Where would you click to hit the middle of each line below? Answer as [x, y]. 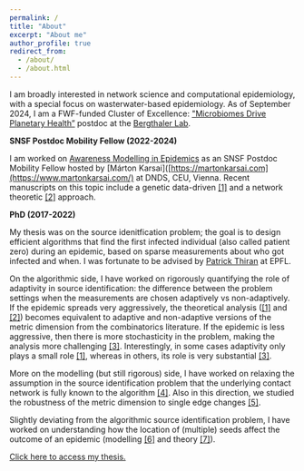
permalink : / [34, 18]
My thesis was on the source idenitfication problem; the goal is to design [145, 231]
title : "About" [38, 26]
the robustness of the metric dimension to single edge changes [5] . [135, 402]
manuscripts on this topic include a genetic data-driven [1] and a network [147, 187]
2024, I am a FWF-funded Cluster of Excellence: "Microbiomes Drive [138, 113]
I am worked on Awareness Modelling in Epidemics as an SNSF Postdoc [144, 158]
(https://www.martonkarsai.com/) [72, 177]
